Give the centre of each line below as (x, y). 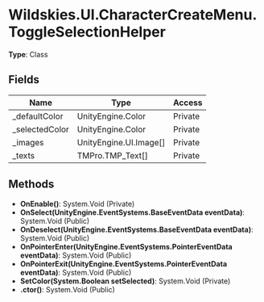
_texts (23, 155)
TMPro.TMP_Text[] (113, 155)
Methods (31, 185)
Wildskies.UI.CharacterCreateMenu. (133, 15)
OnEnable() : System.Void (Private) (77, 203)
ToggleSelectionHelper (87, 32)
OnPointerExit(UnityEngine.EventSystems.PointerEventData (124, 263)
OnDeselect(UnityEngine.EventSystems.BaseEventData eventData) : (136, 229)
